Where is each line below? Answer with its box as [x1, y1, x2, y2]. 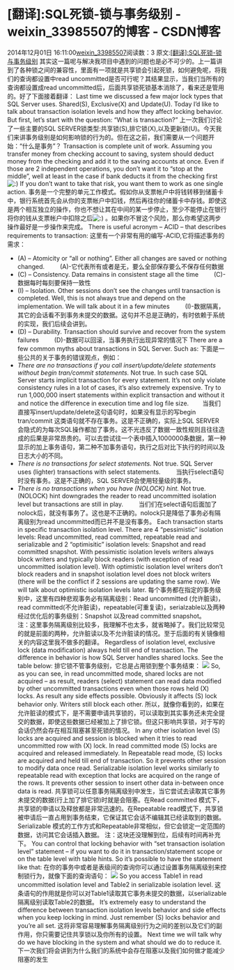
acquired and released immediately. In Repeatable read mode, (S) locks [17, 748, 223, 757]
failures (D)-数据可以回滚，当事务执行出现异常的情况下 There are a [17, 335, 223, 344]
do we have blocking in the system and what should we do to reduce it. [17, 938, 222, 946]
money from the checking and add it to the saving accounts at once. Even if [7, 157, 224, 165]
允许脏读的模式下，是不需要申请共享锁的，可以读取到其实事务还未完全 [17, 709, 219, 717]
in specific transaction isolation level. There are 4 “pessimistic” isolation [17, 525, 224, 533]
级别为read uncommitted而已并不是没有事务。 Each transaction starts [23, 517, 224, 526]
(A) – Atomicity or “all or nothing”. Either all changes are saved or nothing [17, 254, 227, 262]
